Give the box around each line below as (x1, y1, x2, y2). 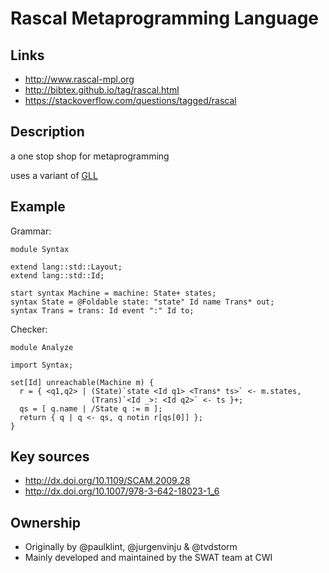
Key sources (10, 448, 90, 466)
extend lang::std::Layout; (10, 262, 123, 272)
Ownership (10, 514, 81, 531)
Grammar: (10, 225, 52, 237)
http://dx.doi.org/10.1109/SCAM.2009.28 (24, 475, 191, 487)
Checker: (10, 323, 48, 335)
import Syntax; (10, 360, 74, 370)
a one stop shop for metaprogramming (10, 150, 170, 162)
